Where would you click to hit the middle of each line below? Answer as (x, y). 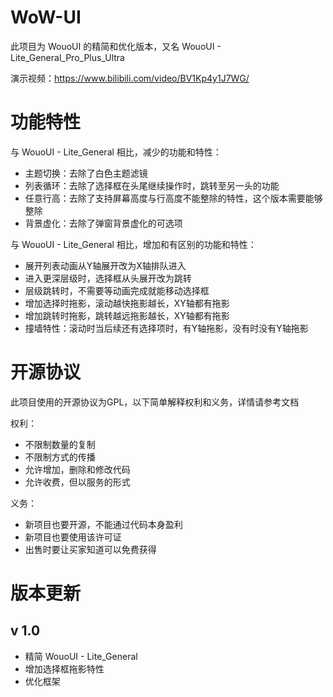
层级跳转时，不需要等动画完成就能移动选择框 (117, 290)
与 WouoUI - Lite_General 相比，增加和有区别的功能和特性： (133, 244)
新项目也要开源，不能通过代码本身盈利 (103, 524)
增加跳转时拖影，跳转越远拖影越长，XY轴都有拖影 (127, 315)
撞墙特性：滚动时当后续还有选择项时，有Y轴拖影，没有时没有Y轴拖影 (166, 328)
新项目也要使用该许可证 (73, 537)
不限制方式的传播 (60, 457)
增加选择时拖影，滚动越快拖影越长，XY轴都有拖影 (127, 303)
